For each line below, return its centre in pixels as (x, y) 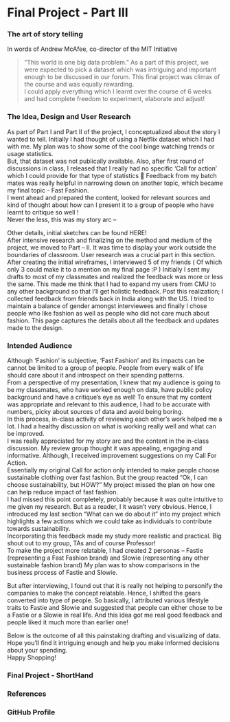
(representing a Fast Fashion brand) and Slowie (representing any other (108, 558)
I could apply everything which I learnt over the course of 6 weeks (117, 91)
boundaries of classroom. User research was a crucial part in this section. (112, 254)
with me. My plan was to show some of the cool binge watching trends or (111, 146)
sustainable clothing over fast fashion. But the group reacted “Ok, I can (107, 478)
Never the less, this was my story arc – (62, 219)
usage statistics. (30, 153)
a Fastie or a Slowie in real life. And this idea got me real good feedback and (115, 615)
